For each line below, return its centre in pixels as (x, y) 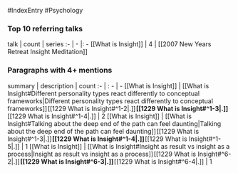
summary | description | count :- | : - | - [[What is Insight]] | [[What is (108, 85)
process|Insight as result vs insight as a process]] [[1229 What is (102, 154)
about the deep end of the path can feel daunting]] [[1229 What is (103, 131)
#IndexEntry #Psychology (45, 10)
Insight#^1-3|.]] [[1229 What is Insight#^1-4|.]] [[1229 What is (97, 139)
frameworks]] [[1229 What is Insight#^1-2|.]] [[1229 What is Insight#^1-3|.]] (118, 108)
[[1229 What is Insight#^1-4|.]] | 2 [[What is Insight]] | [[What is (100, 116)
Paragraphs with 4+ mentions (60, 70)
